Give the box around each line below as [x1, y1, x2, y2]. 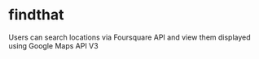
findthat [8, 6, 64, 24]
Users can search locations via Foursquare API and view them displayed [8, 32, 251, 42]
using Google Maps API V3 [8, 40, 99, 50]
